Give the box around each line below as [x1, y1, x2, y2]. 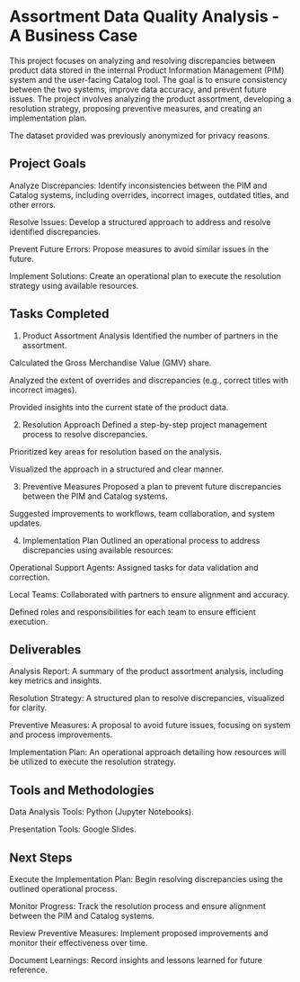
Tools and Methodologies [9, 782, 154, 797]
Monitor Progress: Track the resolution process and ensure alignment [9, 901, 267, 911]
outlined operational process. [9, 884, 119, 894]
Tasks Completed [9, 306, 110, 321]
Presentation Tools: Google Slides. [9, 824, 137, 834]
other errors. [9, 199, 57, 210]
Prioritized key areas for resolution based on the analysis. [9, 446, 222, 456]
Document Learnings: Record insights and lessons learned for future [9, 955, 263, 965]
